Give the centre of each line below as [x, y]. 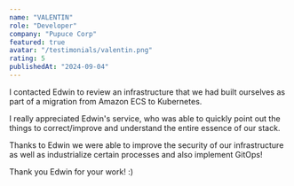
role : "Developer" [43, 26]
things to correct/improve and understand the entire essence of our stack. [145, 128]
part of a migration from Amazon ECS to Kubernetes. [106, 101]
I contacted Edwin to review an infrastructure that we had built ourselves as [147, 92]
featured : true [37, 42]
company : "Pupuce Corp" [53, 34]
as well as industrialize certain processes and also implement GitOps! [136, 154]
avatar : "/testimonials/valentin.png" [81, 50]
